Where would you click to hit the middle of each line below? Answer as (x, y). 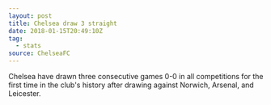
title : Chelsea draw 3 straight (63, 23)
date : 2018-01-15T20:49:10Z (56, 31)
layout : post (30, 16)
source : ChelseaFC (39, 53)
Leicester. (25, 93)
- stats (29, 46)
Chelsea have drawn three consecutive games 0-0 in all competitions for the (136, 76)
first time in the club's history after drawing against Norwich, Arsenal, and (131, 85)
